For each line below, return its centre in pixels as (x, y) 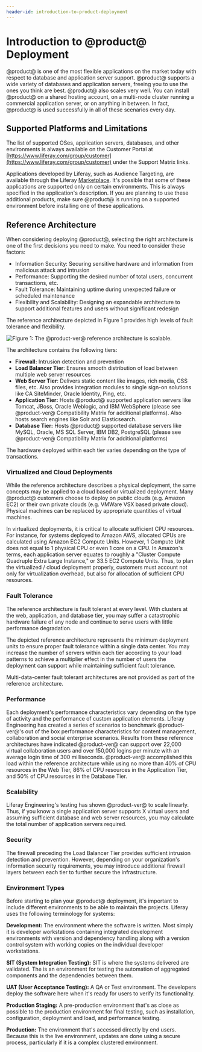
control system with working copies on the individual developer (85, 944)
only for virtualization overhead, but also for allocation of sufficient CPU (95, 574)
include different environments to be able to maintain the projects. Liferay (97, 907)
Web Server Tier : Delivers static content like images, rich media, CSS (101, 381)
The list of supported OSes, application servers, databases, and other (93, 143)
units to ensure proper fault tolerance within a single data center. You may (98, 646)
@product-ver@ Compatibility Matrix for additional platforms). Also (98, 413)
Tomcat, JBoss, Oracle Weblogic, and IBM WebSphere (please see (98, 407)
